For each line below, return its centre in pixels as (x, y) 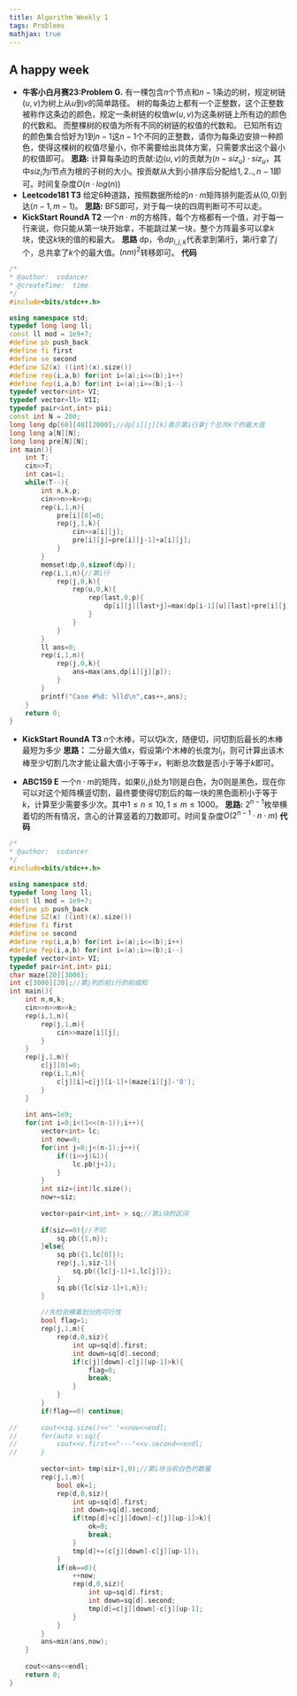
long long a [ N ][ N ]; (45, 433)
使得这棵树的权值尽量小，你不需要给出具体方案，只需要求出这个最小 (161, 148)
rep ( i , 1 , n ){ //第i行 (76, 573)
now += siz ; (59, 1197)
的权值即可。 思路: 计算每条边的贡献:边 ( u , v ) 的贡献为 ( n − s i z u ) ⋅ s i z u (144, 159)
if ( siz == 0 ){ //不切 (73, 1230)
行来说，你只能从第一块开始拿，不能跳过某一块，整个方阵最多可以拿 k (148, 228)
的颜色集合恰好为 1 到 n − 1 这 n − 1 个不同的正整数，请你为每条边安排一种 (148, 136)
